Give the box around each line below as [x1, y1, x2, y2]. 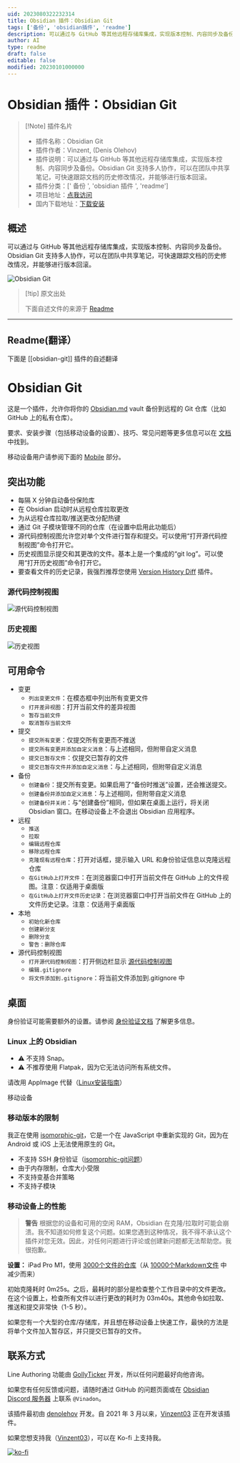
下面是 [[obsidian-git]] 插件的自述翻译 [7, 354, 119, 363]
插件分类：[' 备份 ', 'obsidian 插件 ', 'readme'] [35, 181, 169, 190]
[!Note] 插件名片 [24, 121, 73, 130]
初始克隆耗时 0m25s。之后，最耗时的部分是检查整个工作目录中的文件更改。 [7, 1285, 230, 1294]
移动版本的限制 [7, 1113, 59, 1123]
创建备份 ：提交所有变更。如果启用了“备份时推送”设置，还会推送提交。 [28, 780, 231, 789]
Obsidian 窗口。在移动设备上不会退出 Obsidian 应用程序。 [28, 807, 199, 816]
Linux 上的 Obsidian [7, 1037, 77, 1047]
